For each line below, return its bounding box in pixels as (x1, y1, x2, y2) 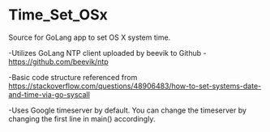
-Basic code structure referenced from (8, 72, 138, 82)
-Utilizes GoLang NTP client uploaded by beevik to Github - (8, 48, 207, 57)
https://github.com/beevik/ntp (8, 57, 109, 66)
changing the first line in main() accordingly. (8, 113, 156, 123)
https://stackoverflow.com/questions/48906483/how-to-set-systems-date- (8, 81, 262, 91)
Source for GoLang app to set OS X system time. (8, 32, 171, 42)
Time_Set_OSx (8, 6, 108, 24)
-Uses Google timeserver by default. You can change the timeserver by (8, 105, 247, 115)
